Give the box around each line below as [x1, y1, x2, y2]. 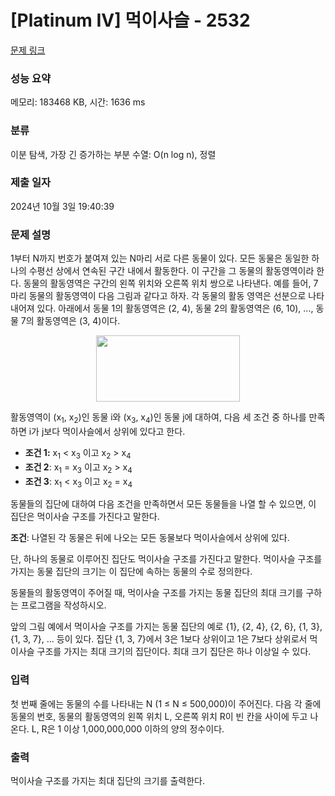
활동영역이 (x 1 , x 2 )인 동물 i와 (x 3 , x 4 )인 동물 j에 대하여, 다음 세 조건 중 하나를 [10, 411, 307, 425]
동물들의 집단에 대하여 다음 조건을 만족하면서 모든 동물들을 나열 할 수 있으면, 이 [10, 498, 317, 510]
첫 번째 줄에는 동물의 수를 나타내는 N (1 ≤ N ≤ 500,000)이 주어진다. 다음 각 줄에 [10, 697, 322, 710]
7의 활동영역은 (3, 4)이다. [20, 315, 121, 327]
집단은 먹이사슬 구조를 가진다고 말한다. [10, 511, 160, 523]
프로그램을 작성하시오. [20, 599, 107, 611]
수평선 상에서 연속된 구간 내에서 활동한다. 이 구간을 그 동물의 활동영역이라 [28, 265, 315, 277]
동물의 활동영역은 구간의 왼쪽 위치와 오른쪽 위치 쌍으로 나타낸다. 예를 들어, [23, 277, 312, 290]
